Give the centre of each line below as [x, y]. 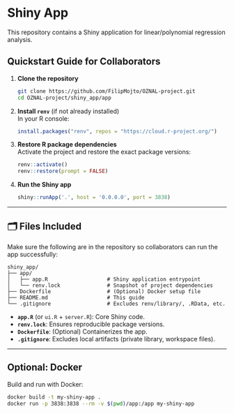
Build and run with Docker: [45, 384]
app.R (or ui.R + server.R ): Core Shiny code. [81, 316]
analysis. [20, 39]
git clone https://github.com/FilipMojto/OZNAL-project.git [106, 91]
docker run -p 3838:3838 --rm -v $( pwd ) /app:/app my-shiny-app [101, 404]
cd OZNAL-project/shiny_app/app [64, 98]
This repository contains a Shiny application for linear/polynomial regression [117, 32]
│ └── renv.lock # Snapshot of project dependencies [110, 285]
